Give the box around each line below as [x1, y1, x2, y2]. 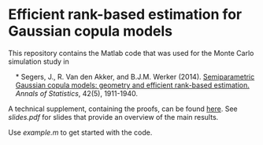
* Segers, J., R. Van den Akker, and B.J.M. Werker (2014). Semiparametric [15, 72, 255, 81]
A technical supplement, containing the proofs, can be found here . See [8, 104, 238, 113]
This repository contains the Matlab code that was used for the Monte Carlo [8, 48, 254, 58]
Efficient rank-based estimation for [8, 6, 243, 24]
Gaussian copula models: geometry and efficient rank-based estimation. [15, 80, 250, 90]
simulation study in [8, 57, 69, 66]
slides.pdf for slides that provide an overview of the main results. [8, 112, 219, 121]
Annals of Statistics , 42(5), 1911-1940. [15, 88, 139, 98]
